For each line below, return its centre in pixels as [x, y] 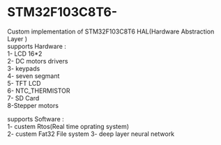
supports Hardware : [37, 46]
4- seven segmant [33, 76]
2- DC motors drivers [38, 61]
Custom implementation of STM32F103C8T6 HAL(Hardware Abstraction [111, 31]
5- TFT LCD [24, 83]
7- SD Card [23, 98]
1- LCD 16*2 [25, 54]
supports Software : [36, 119]
